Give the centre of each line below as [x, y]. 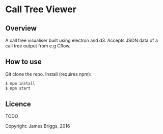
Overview [21, 28]
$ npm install [20, 83]
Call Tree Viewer [41, 9]
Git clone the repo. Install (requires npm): [48, 74]
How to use [23, 62]
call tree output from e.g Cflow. [38, 46]
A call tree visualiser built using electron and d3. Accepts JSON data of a [81, 40]
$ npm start [18, 88]
